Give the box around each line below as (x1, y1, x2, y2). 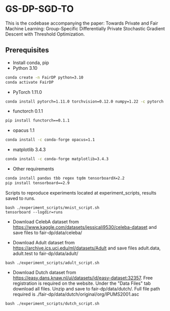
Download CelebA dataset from (12, 219, 79, 225)
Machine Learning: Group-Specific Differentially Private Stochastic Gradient (5, 25, 165, 31)
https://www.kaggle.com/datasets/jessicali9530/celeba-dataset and (12, 224, 157, 230)
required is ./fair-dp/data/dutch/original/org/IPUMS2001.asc (12, 291, 139, 297)
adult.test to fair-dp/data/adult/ (12, 250, 78, 257)
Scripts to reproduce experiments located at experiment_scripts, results (5, 189, 157, 196)
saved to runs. (5, 195, 36, 201)
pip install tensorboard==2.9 (5, 180, 70, 185)
